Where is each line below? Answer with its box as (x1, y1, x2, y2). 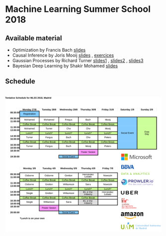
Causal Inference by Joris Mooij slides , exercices (12, 52, 114, 58)
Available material (5, 34, 62, 42)
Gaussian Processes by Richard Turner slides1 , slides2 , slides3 (12, 58, 144, 63)
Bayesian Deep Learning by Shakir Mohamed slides (12, 63, 118, 69)
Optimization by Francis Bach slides (12, 47, 86, 53)
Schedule (5, 77, 36, 85)
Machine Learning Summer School (5, 3, 151, 15)
